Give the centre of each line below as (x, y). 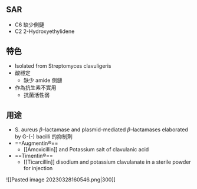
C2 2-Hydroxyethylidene (45, 31)
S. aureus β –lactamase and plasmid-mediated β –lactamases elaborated (101, 130)
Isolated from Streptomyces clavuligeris (63, 66)
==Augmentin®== (36, 143)
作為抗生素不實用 (35, 87)
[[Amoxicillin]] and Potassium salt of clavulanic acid (86, 150)
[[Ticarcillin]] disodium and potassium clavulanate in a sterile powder (107, 162)
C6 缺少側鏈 (29, 24)
